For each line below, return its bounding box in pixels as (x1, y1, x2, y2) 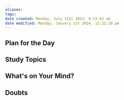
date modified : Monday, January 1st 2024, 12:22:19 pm (5, 20, 120, 26)
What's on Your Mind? (5, 72, 74, 80)
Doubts (5, 88, 28, 97)
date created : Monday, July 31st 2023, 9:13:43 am (5, 16, 111, 21)
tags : (5, 12, 16, 17)
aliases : (5, 7, 23, 12)
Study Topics (5, 56, 47, 64)
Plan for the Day (5, 39, 55, 47)
